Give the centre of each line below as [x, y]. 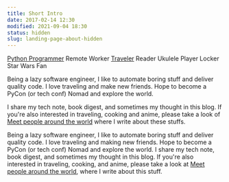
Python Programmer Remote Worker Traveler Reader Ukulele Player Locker [113, 58]
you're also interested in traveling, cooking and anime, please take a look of [114, 115]
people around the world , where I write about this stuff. [85, 172]
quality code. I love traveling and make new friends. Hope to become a [107, 87]
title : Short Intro [35, 13]
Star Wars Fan [27, 66]
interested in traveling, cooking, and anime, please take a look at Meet [106, 164]
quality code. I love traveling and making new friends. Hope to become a [110, 142]
